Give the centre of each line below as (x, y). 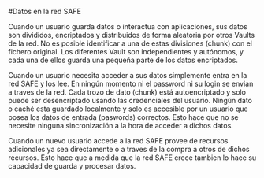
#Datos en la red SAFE (45, 11)
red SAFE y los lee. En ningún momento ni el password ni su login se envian (131, 83)
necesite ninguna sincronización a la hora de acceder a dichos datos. (121, 126)
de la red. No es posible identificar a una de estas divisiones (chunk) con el (130, 43)
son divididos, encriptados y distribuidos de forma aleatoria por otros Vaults (131, 35)
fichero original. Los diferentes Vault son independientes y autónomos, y (126, 52)
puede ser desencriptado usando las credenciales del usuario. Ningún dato (130, 100)
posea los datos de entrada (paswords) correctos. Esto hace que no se (123, 117)
